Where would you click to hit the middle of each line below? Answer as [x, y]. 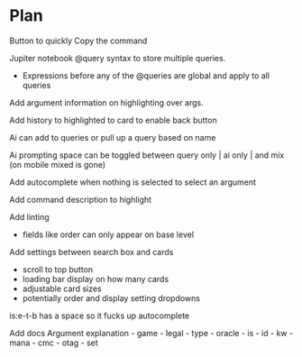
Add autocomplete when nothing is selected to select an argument [133, 182]
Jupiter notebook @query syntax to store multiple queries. [118, 58]
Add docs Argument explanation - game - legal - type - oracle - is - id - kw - [151, 333]
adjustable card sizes [62, 288]
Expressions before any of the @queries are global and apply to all [146, 75]
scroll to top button [57, 269]
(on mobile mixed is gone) [58, 164]
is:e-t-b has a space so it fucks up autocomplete [100, 316]
